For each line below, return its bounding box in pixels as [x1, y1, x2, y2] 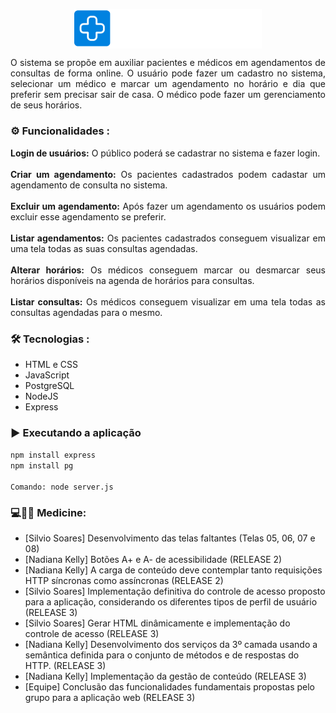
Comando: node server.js [10, 482, 114, 493]
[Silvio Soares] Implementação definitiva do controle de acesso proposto [24, 585, 326, 598]
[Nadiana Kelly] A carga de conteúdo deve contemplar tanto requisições [24, 564, 323, 576]
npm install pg [10, 461, 74, 471]
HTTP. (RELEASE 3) [24, 660, 107, 672]
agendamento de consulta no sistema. [10, 179, 168, 191]
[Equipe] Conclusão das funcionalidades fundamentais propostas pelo [24, 681, 315, 693]
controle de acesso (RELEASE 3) [24, 628, 160, 640]
